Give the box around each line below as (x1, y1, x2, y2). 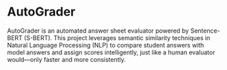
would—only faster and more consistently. (7, 55, 126, 63)
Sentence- (190, 27, 220, 35)
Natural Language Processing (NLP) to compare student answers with (7, 41, 204, 49)
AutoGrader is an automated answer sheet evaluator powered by (7, 27, 189, 35)
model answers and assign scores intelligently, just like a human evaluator (7, 48, 215, 56)
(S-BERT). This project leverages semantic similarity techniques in (23, 33, 211, 41)
